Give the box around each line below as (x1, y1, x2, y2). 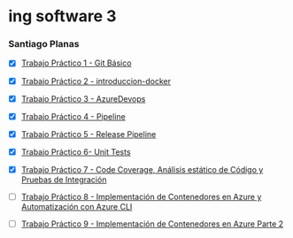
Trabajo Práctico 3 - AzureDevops (20, 93, 146, 104)
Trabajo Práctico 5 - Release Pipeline (20, 128, 157, 139)
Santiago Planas (8, 38, 80, 50)
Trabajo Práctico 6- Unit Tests (20, 146, 131, 157)
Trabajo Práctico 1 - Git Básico (20, 58, 132, 68)
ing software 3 (8, 6, 117, 27)
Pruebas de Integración (20, 174, 107, 185)
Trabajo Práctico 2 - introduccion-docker (20, 75, 172, 86)
